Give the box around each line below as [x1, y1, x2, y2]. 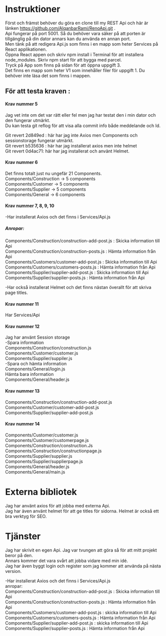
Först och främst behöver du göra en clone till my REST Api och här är [5, 20, 149, 26]
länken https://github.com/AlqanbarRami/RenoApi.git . [5, 25, 116, 31]
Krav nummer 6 [5, 159, 38, 165]
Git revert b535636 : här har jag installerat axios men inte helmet [5, 142, 137, 148]
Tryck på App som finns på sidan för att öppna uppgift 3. [5, 62, 121, 68]
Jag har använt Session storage [5, 334, 71, 341]
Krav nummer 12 [5, 323, 40, 329]
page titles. [5, 289, 28, 295]
